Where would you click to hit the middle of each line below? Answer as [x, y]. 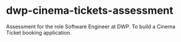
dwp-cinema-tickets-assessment [90, 11]
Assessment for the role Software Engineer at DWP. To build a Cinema [91, 26]
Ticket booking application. [39, 32]
